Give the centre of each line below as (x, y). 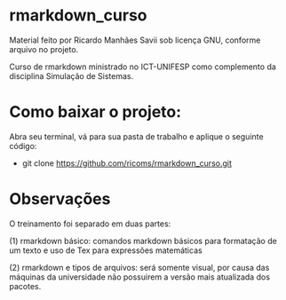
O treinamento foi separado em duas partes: (90, 224)
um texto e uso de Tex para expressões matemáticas (106, 250)
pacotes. (25, 286)
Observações (60, 199)
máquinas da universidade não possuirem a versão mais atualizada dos (140, 277)
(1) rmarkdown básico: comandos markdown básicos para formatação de (143, 241)
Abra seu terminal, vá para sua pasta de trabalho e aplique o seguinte (136, 136)
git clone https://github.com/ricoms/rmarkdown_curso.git (127, 163)
